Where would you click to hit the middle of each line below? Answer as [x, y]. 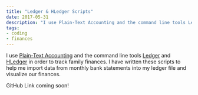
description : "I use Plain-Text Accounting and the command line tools [96, 22]
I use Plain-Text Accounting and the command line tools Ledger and [88, 55]
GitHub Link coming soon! [38, 85]
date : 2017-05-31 [27, 17]
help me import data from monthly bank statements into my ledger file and [96, 68]
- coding [17, 33]
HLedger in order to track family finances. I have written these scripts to [93, 62]
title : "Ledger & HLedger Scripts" [50, 11]
